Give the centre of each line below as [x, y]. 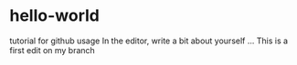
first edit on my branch [53, 50]
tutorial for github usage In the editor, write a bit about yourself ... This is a [149, 41]
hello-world [55, 16]
